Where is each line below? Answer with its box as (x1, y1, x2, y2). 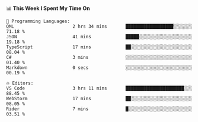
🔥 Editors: (6, 80, 34, 86)
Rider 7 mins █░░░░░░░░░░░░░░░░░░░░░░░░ (6, 106, 193, 112)
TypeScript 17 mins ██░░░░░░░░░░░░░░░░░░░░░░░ (6, 44, 193, 50)
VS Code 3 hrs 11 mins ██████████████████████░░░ (6, 85, 193, 91)
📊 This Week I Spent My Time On (6, 5, 90, 12)
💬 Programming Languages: (6, 18, 70, 24)
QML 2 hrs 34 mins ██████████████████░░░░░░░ (6, 24, 193, 29)
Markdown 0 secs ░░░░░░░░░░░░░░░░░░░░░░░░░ (6, 65, 193, 71)
